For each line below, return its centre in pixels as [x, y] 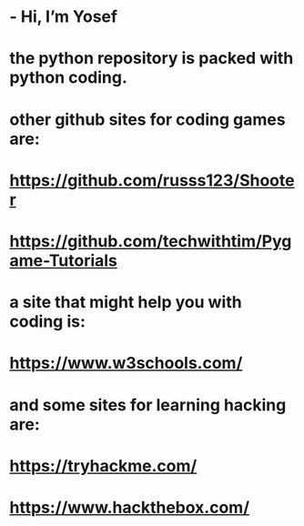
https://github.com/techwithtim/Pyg [151, 241]
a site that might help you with [126, 303]
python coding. [68, 78]
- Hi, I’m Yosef [64, 17]
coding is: [48, 322]
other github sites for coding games [147, 119]
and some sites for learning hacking [148, 405]
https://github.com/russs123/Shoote [152, 180]
